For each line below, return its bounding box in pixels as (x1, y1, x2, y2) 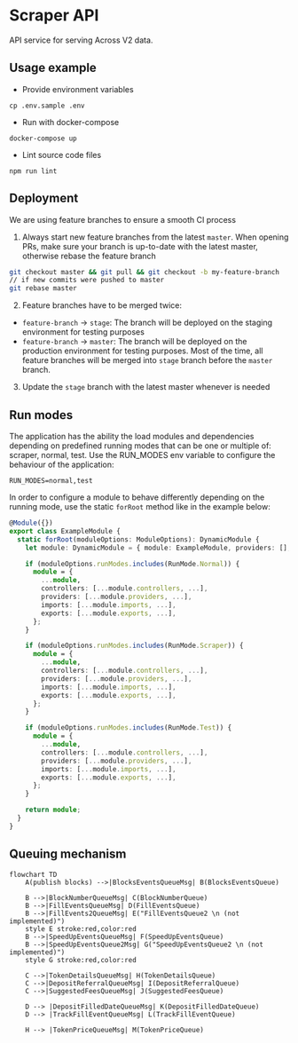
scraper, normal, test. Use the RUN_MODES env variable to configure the (9, 450, 276, 460)
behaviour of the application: (9, 459, 114, 470)
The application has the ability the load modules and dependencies (9, 431, 255, 441)
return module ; (25, 805, 82, 815)
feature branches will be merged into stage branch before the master (21, 355, 273, 366)
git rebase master (9, 284, 77, 293)
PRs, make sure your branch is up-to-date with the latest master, (21, 241, 259, 251)
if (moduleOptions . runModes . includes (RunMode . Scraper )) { (25, 641, 244, 651)
